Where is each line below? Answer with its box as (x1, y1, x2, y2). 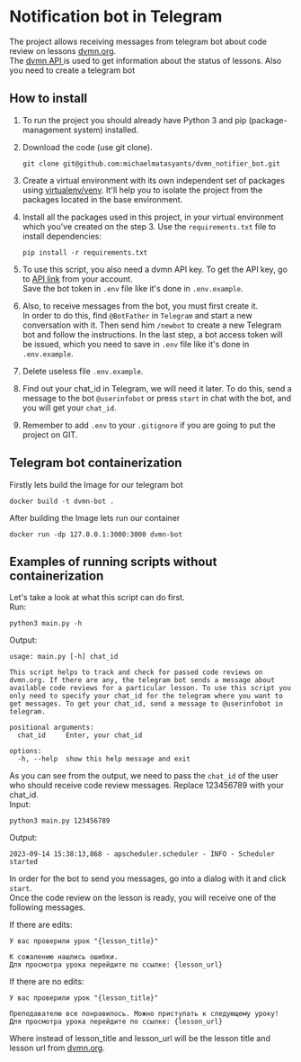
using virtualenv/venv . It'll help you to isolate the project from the (22, 184, 263, 195)
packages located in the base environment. (22, 193, 183, 204)
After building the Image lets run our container (9, 512, 181, 523)
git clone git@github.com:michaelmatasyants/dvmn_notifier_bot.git (22, 159, 280, 168)
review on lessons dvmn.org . (9, 45, 117, 56)
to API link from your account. (22, 273, 133, 284)
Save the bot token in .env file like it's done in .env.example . (22, 283, 244, 293)
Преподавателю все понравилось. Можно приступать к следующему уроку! (9, 1010, 279, 1019)
